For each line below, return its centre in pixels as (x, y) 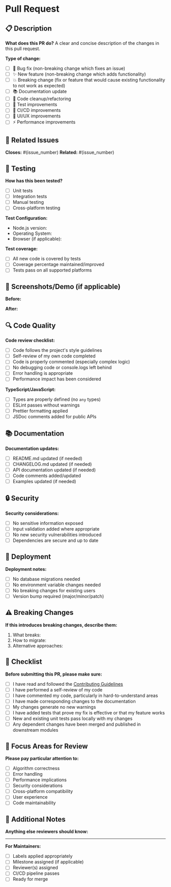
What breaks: (27, 635)
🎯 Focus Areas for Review (47, 746)
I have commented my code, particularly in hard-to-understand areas (85, 696)
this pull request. (23, 49)
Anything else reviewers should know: (47, 832)
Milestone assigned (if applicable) (48, 862)
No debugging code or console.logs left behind (62, 368)
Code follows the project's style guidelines (57, 350)
